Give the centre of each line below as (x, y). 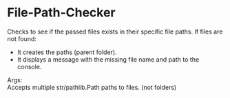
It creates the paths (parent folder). (67, 52)
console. (29, 66)
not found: (22, 38)
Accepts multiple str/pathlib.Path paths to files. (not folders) (92, 87)
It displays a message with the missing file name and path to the (108, 59)
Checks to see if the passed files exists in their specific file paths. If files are (115, 32)
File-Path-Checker (61, 13)
